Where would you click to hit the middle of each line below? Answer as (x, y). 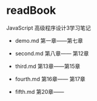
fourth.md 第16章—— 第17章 (50, 79)
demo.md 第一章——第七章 (49, 40)
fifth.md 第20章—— (40, 91)
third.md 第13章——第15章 (48, 66)
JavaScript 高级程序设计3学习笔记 (48, 28)
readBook (31, 11)
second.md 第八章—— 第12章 (52, 53)
